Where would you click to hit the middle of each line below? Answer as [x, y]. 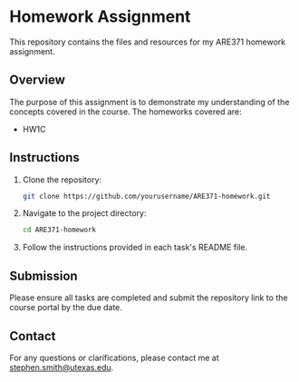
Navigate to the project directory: [84, 213]
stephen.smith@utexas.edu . [62, 367]
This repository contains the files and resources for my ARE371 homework [148, 42]
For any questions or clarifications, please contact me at [114, 358]
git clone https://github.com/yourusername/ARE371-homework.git [146, 196]
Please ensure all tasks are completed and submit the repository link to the [149, 298]
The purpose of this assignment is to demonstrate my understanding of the [149, 102]
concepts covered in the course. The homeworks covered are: [125, 112]
